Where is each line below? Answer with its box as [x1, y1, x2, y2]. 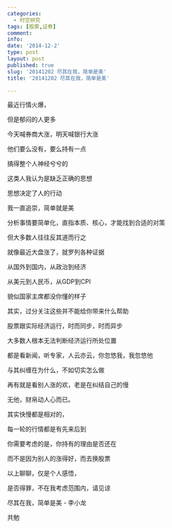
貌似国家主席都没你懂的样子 [7, 292, 87, 300]
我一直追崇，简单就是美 [7, 204, 74, 212]
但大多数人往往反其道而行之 [7, 233, 87, 241]
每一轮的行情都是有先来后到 [7, 425, 87, 434]
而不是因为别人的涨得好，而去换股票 [7, 454, 111, 463]
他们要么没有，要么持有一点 [7, 145, 87, 153]
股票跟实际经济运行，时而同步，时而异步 [7, 322, 123, 330]
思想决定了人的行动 [7, 189, 62, 198]
